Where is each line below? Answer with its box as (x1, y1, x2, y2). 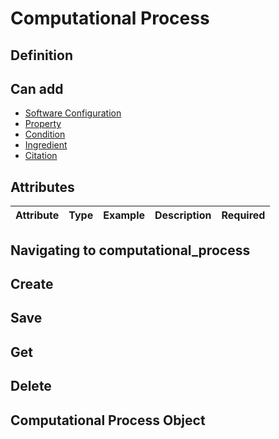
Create (10, 275, 54, 292)
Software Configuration (24, 107, 122, 119)
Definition (10, 47, 73, 64)
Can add (10, 80, 64, 97)
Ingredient (24, 139, 68, 151)
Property (24, 118, 62, 130)
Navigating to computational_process (10, 242, 251, 259)
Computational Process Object (10, 412, 206, 429)
